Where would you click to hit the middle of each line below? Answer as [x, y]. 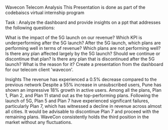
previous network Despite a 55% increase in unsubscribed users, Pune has [83, 85]
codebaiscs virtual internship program [45, 13]
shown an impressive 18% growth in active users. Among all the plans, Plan [83, 90]
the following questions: [30, 28]
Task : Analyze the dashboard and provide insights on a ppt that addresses [83, 22]
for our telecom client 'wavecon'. [39, 70]
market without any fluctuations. [39, 122]
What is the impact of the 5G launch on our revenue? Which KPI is [74, 38]
